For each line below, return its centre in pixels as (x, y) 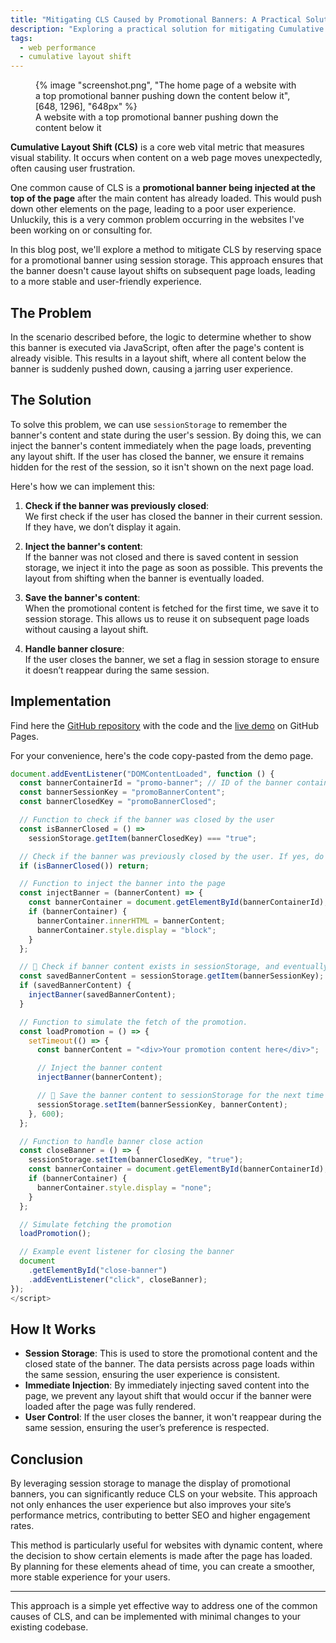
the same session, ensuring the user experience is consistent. (152, 1375)
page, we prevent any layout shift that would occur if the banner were (168, 1396)
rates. (22, 1526)
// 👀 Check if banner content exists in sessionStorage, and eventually (174, 967)
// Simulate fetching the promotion (95, 1224)
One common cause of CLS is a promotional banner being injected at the (163, 188)
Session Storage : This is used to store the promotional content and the (171, 1353)
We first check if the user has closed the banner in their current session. (173, 516)
